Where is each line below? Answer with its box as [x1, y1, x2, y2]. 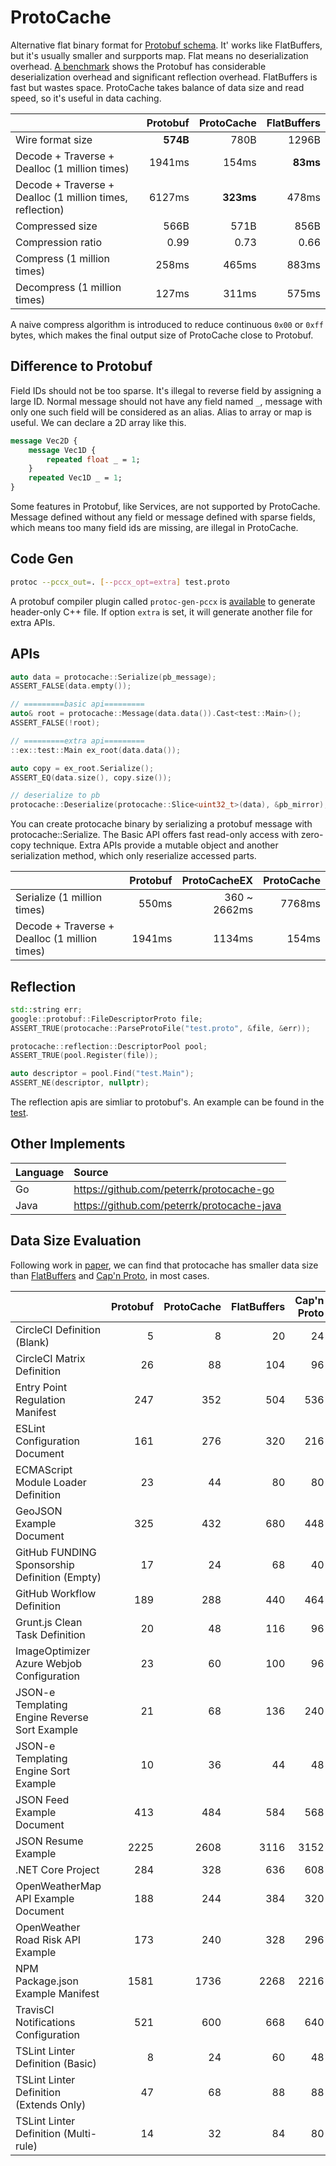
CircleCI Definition [15, 1322, 102, 1336]
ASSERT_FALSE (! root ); [10, 718, 101, 728]
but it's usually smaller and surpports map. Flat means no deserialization [10, 49, 309, 61]
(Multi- [63, 2126, 98, 2140]
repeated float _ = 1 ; [46, 454, 141, 465]
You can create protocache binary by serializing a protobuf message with [10, 818, 313, 830]
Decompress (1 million [15, 280, 122, 294]
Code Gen [10, 551, 74, 568]
